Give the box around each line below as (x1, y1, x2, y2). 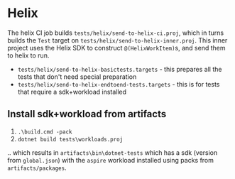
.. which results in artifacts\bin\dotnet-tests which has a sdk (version (7, 148, 218, 157)
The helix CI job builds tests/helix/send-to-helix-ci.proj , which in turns (7, 28, 224, 37)
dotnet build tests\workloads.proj (17, 136, 124, 143)
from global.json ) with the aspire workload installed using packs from (7, 156, 214, 164)
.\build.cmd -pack (17, 128, 72, 136)
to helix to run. (7, 51, 50, 60)
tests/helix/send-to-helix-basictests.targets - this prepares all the (17, 65, 222, 73)
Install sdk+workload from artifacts (7, 108, 167, 120)
